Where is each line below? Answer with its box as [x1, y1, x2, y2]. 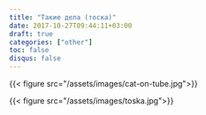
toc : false [9, 46, 50, 55]
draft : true [9, 29, 53, 38]
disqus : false [9, 54, 62, 63]
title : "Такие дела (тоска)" [9, 12, 117, 22]
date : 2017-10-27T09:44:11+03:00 [9, 21, 133, 30]
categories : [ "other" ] [9, 37, 93, 47]
